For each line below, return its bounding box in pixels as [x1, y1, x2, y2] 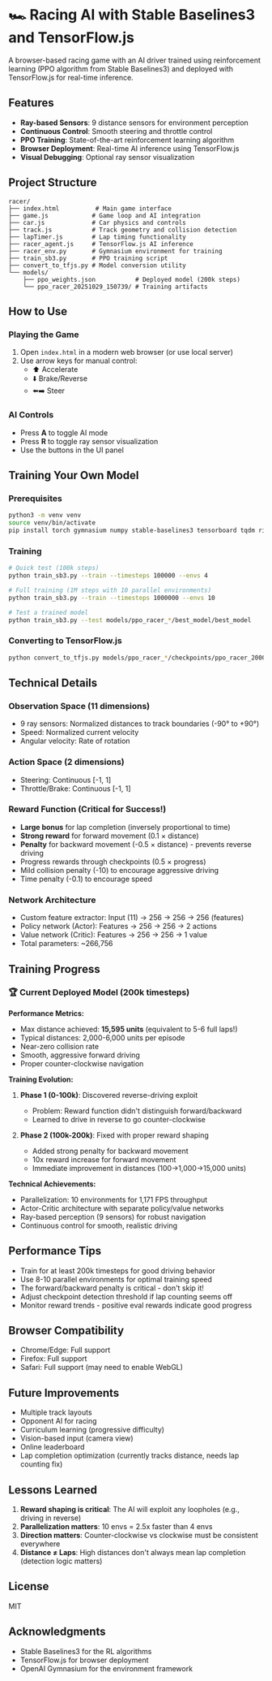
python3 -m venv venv [8, 512, 82, 520]
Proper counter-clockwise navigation [19, 1058, 144, 1068]
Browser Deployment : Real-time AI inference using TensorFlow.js [19, 143, 240, 153]
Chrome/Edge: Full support [19, 1345, 111, 1355]
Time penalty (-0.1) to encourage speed [19, 874, 152, 884]
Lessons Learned [8, 1483, 97, 1497]
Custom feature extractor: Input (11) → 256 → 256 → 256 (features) [19, 913, 244, 923]
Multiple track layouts [19, 1407, 92, 1417]
